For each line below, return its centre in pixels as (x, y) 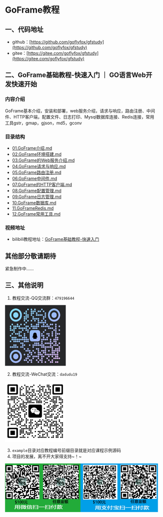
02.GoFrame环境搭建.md (37, 154)
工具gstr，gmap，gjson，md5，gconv (44, 123)
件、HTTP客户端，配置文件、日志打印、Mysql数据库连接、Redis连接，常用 (80, 117)
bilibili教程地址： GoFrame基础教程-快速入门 (56, 239)
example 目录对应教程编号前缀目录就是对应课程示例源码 (66, 450)
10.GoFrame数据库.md (34, 202)
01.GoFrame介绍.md (32, 148)
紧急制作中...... (19, 269)
